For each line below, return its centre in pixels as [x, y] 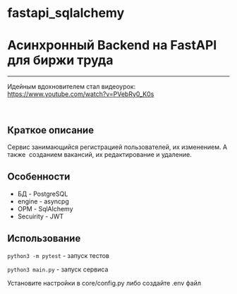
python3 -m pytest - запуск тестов [58, 255]
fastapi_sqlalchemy [66, 13]
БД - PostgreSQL [43, 194]
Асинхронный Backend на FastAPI [112, 46]
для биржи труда [61, 60]
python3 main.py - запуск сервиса [58, 269]
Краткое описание [50, 130]
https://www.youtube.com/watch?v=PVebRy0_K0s [81, 94]
